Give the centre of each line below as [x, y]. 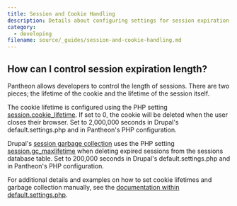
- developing [33, 34]
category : [22, 27]
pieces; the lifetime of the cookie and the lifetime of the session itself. [109, 93]
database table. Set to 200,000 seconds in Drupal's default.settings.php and [119, 158]
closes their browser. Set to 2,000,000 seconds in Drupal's [93, 122]
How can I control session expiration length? [107, 69]
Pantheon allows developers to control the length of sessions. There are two [118, 86]
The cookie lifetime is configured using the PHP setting [87, 107]
